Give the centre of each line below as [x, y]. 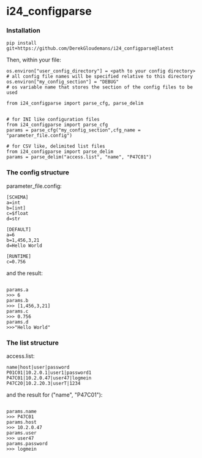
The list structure [33, 343]
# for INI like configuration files [53, 120]
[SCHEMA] [17, 197]
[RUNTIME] [19, 256]
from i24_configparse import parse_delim [60, 152]
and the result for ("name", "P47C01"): [54, 395]
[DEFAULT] [19, 229]
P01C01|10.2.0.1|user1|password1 [49, 373]
